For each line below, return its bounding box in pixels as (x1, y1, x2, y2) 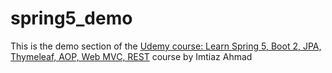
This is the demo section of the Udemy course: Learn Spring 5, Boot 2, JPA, (10, 40, 322, 52)
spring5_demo (10, 7, 133, 30)
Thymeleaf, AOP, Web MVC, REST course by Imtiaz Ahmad (10, 50, 253, 62)
